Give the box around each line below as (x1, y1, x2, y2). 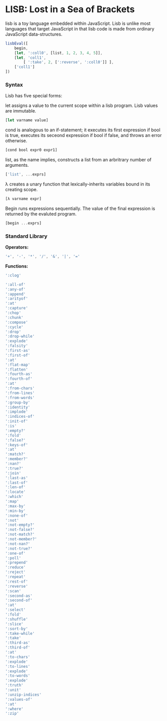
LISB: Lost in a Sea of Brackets (5, 4, 135, 15)
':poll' (5, 555, 22, 561)
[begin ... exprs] (5, 221, 42, 226)
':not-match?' (5, 532, 35, 537)
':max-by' (5, 503, 26, 509)
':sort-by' (5, 626, 28, 631)
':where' (5, 706, 24, 711)
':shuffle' (5, 617, 28, 622)
